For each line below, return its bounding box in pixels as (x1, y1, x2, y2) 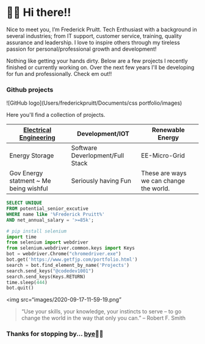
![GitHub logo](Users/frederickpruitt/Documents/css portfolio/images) (6, 99, 182, 107)
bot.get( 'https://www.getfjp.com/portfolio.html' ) (6, 256, 138, 263)
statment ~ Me (9, 177, 51, 185)
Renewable (151, 125, 185, 134)
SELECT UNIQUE (6, 200, 43, 206)
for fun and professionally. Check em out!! (6, 70, 112, 77)
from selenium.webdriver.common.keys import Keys (6, 245, 135, 252)
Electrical (23, 125, 52, 134)
